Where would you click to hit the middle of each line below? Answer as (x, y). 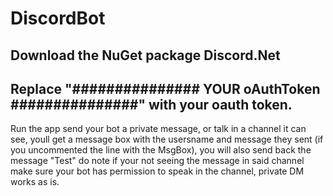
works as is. (35, 182)
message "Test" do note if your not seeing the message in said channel (157, 161)
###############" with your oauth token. (151, 104)
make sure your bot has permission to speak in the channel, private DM (157, 171)
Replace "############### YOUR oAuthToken (165, 88)
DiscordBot (58, 18)
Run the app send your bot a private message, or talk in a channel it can (158, 129)
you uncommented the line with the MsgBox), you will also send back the (161, 150)
